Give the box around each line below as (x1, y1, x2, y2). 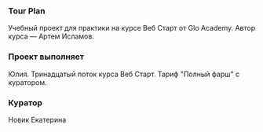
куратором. (8, 77, 47, 87)
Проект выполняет (8, 51, 85, 62)
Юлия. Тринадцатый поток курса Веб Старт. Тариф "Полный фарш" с (8, 69, 240, 79)
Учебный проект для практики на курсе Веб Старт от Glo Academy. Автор (8, 24, 256, 33)
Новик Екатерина (8, 115, 67, 124)
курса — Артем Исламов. (8, 31, 94, 41)
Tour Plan (8, 5, 46, 16)
